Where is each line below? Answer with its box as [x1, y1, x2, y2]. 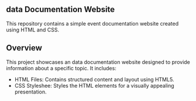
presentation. [14, 88, 47, 95]
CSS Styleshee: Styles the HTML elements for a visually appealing [14, 82, 174, 89]
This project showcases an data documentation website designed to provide [6, 58, 190, 66]
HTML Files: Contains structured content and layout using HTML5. [14, 75, 174, 83]
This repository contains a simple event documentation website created [6, 20, 179, 27]
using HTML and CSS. [6, 26, 60, 33]
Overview [6, 43, 43, 53]
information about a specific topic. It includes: [6, 64, 117, 71]
